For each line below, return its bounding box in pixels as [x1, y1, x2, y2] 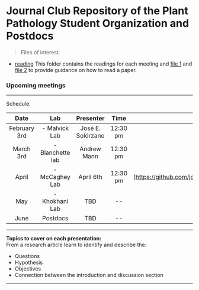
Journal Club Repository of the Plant [6, 4, 188, 18]
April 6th [78, 173, 102, 181]
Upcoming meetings [6, 81, 66, 89]
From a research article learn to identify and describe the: [6, 241, 147, 249]
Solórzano [76, 132, 105, 140]
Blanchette [40, 149, 70, 157]
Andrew [79, 145, 102, 153]
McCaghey [40, 173, 71, 181]
